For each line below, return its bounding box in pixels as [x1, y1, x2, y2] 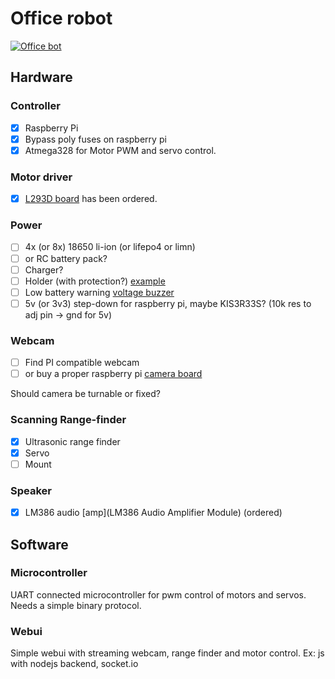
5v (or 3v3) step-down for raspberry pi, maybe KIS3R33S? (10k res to [24, 297, 312, 309]
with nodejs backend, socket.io [10, 658, 139, 670]
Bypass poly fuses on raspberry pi [24, 133, 167, 145]
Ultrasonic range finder [24, 435, 121, 447]
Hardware [10, 69, 73, 86]
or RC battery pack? [24, 252, 108, 264]
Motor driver [10, 170, 73, 184]
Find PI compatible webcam [24, 357, 140, 369]
